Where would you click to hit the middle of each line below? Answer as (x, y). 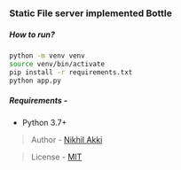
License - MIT (56, 157)
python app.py (35, 81)
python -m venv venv (47, 56)
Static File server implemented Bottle (91, 13)
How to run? (32, 35)
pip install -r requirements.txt (71, 72)
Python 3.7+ (44, 123)
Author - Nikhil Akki (67, 140)
